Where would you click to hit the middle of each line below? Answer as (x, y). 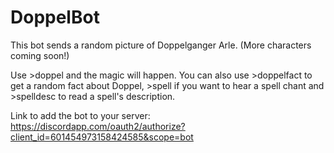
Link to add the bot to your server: (80, 115)
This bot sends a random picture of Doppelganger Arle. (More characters (161, 45)
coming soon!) (40, 55)
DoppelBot (55, 17)
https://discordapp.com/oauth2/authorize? (98, 126)
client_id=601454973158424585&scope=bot (102, 137)
